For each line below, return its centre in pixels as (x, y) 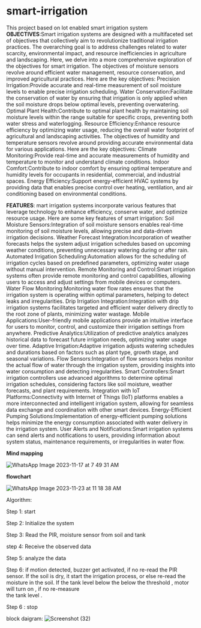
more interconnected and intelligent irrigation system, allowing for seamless (100, 403)
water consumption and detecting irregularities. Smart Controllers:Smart (95, 371)
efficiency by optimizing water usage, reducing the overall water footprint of (100, 130)
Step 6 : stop (22, 607)
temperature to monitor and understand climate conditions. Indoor (88, 162)
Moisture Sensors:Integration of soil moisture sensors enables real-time (95, 224)
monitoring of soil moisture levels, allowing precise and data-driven (89, 231)
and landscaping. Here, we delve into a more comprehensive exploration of (99, 59)
